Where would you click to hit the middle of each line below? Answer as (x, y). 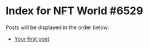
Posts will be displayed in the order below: (58, 27)
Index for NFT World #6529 (74, 11)
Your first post (32, 39)
